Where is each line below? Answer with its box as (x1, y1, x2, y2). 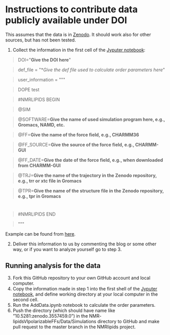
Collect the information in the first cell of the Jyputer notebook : (12, 47, 145, 53)
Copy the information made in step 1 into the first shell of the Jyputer (12, 285, 157, 291)
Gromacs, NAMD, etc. (17, 121, 65, 128)
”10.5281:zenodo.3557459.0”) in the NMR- (12, 312, 102, 319)
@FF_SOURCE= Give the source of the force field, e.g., (17, 141, 134, 148)
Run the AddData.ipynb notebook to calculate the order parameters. (12, 302, 156, 308)
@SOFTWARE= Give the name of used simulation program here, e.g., (17, 116, 165, 122)
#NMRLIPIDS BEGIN (17, 96, 60, 102)
